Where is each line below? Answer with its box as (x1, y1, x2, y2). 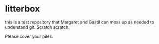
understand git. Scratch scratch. (5, 24, 70, 30)
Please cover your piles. (5, 33, 53, 39)
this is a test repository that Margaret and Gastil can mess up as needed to (5, 19, 155, 25)
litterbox (5, 3, 40, 14)
